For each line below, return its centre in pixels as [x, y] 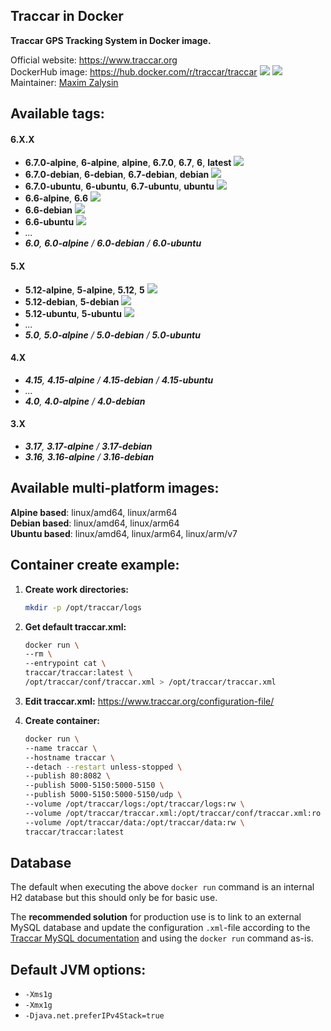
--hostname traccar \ [69, 757]
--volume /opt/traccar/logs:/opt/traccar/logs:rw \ [134, 804]
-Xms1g [38, 995]
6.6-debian [48, 210]
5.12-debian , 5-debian [72, 301]
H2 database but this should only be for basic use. [114, 898]
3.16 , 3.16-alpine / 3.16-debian [89, 457]
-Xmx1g [38, 1005]
